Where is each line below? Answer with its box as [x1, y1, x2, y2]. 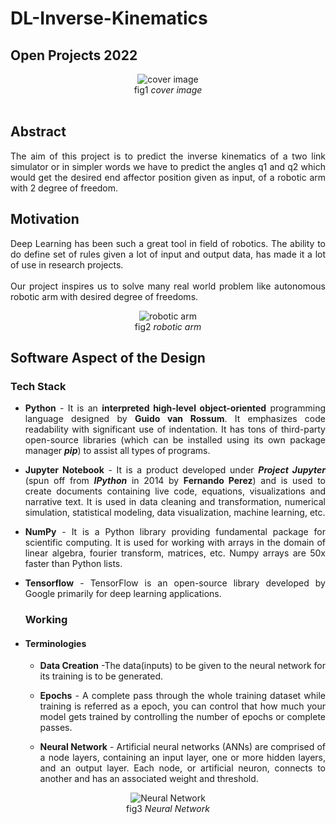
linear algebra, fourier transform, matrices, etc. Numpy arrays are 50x [24, 547, 326, 559]
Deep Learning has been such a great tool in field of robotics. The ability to [10, 237, 326, 249]
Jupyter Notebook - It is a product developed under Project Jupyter [24, 464, 326, 476]
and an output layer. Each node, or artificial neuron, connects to [39, 762, 326, 774]
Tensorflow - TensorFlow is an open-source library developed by [24, 577, 326, 589]
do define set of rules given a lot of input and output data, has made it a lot [10, 248, 326, 260]
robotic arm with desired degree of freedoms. [10, 290, 199, 302]
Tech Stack [10, 379, 67, 393]
